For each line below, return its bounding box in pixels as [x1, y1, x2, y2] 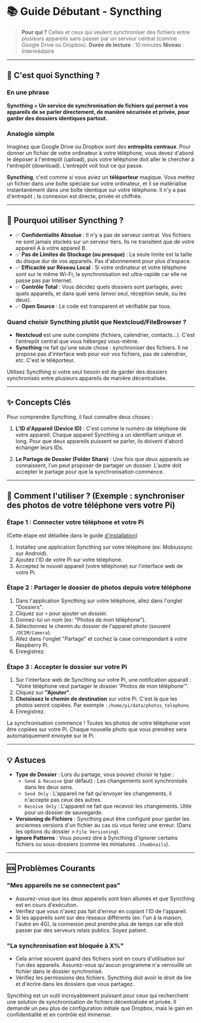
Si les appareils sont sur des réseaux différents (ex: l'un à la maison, [15, 914, 183, 921]
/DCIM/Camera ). [15, 629, 51, 636]
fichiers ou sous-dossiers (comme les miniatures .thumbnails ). [15, 840, 170, 848]
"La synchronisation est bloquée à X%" [7, 941, 124, 950]
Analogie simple [7, 129, 55, 138]
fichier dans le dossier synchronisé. [15, 968, 103, 975]
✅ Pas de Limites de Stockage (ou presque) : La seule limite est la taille [15, 251, 193, 258]
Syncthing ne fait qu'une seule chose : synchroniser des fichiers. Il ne [15, 344, 188, 351]
